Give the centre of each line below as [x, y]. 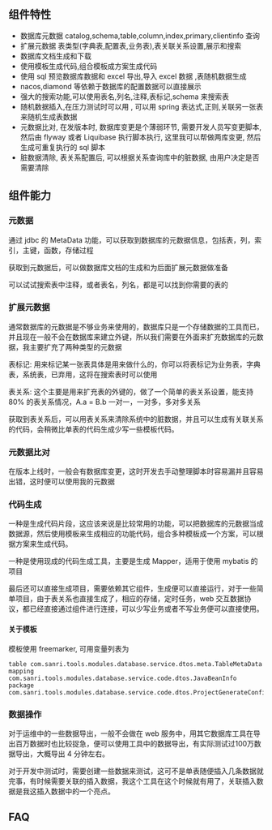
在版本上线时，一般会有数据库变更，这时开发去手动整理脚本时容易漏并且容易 [136, 471]
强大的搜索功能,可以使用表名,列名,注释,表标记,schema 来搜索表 [124, 97]
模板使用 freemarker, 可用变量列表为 [69, 648]
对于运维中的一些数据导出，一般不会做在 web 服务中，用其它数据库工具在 [131, 733]
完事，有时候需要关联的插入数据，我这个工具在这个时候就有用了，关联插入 [132, 781]
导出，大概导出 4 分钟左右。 [62, 754]
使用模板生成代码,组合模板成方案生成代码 [89, 66]
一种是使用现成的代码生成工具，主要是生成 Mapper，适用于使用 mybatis [129, 561]
